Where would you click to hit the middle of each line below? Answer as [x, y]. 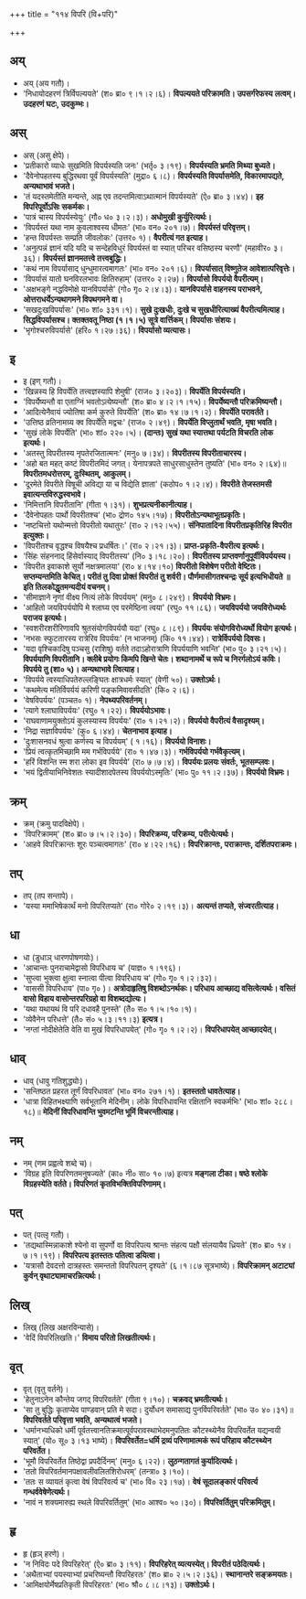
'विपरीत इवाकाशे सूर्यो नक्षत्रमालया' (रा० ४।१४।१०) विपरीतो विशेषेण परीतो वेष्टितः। [142, 566]
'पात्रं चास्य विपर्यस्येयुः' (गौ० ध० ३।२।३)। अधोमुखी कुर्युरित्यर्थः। [117, 217]
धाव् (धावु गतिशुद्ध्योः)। [55, 1080]
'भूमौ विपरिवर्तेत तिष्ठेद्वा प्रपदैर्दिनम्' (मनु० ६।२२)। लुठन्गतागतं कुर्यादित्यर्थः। [130, 1461]
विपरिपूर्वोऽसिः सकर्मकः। [56, 207]
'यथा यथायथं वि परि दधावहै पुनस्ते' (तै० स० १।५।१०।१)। [110, 1009]
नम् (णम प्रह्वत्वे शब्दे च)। [58, 1163]
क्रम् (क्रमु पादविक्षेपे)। [53, 824]
